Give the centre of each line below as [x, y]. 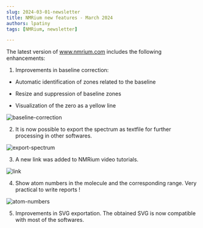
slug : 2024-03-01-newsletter [43, 12]
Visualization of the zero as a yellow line [66, 106]
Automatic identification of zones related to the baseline [85, 82]
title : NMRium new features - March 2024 [60, 18]
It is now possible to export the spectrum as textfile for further [93, 130]
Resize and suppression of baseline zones [68, 94]
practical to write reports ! [48, 189]
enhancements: [26, 58]
